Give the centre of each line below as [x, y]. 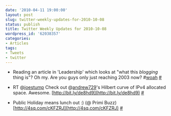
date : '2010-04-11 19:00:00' [36, 10]
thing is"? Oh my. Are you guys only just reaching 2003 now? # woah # [87, 78]
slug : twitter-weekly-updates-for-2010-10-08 [55, 19]
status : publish [23, 24]
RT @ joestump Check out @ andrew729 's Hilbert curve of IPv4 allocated [89, 87]
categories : [18, 39]
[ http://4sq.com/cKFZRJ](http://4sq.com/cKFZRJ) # [68, 108]
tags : [11, 48]
